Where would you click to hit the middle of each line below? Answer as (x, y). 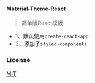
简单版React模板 (42, 23)
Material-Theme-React (36, 9)
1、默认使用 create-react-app (52, 36)
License (18, 60)
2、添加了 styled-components (51, 44)
